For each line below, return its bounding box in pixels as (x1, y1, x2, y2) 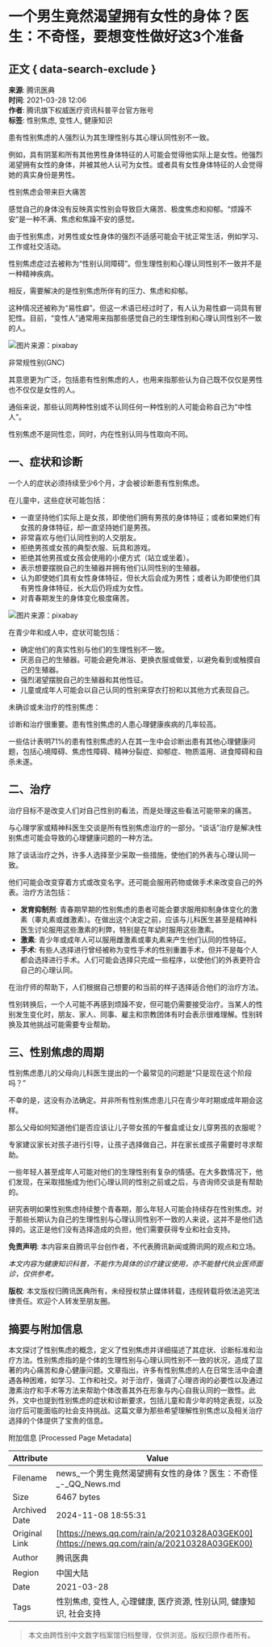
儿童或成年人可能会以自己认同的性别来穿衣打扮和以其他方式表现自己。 (19, 685, 254, 694)
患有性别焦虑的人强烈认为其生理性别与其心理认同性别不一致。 (8, 132, 214, 142)
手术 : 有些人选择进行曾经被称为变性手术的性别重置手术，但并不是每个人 (19, 945, 258, 954)
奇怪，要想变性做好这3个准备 (51, 27, 245, 46)
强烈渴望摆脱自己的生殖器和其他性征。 (19, 675, 148, 685)
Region (12, 1567, 40, 1578)
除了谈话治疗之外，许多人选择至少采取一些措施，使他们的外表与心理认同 (8, 849, 249, 860)
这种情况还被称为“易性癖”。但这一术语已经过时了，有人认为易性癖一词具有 (8, 304, 256, 312)
